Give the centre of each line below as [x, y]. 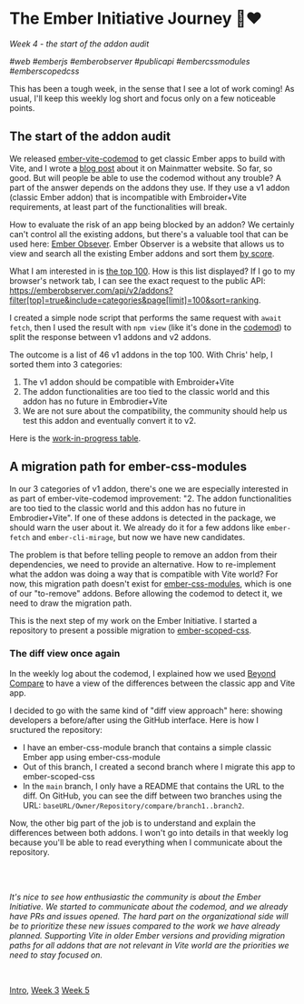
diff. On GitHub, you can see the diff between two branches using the [152, 796]
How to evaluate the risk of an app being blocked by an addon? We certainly [152, 224]
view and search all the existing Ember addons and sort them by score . [142, 253]
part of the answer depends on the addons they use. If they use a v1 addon [150, 187]
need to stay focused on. [56, 955]
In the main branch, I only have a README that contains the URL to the [153, 786]
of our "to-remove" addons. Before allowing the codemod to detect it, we [146, 593]
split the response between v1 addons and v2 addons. [110, 336]
